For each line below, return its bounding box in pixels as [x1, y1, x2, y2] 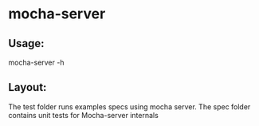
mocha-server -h [8, 57, 65, 67]
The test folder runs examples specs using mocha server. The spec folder [8, 101, 251, 112]
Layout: [8, 81, 47, 94]
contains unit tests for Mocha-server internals [8, 110, 159, 120]
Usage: [8, 37, 45, 50]
